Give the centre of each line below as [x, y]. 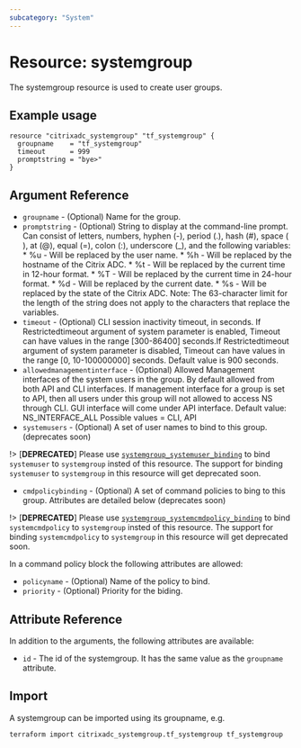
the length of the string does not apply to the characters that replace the [156, 303]
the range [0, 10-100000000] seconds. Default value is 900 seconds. [150, 360]
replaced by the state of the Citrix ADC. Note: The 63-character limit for [155, 293]
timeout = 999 [54, 152]
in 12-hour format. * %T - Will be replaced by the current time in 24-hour [157, 275]
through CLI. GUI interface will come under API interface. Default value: [155, 408]
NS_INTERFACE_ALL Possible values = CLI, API [110, 418]
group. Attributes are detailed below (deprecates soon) [124, 500]
